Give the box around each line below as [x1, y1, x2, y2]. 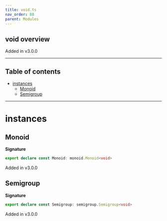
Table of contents [5, 67, 61, 76]
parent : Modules [5, 16, 39, 21]
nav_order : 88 [5, 12, 35, 17]
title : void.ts [5, 7, 37, 12]
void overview [5, 35, 50, 43]
